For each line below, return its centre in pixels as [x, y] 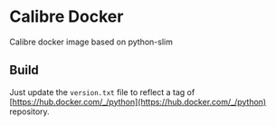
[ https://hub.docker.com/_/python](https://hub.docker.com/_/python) [138, 102]
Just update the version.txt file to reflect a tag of [102, 92]
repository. [29, 111]
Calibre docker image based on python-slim [91, 42]
